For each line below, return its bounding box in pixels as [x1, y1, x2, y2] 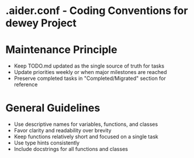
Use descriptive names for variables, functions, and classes [13, 121, 158, 128]
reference [13, 81, 38, 88]
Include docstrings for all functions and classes [13, 146, 128, 153]
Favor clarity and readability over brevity [13, 127, 112, 134]
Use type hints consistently [13, 139, 80, 146]
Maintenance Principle [5, 43, 117, 57]
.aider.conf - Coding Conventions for [5, 4, 188, 17]
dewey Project [5, 16, 77, 30]
